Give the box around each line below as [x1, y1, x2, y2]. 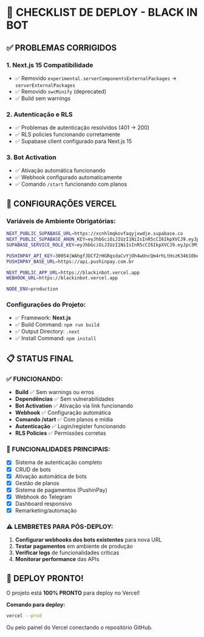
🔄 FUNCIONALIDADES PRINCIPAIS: [6, 445, 110, 454]
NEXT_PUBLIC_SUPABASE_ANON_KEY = [6, 236, 88, 242]
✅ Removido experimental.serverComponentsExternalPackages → [15, 74, 177, 81]
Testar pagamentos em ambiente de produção [15, 543, 134, 550]
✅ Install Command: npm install [15, 335, 97, 342]
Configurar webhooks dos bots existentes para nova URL [15, 536, 162, 543]
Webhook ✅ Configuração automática [15, 409, 111, 417]
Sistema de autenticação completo [15, 458, 102, 466]
